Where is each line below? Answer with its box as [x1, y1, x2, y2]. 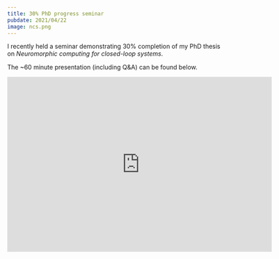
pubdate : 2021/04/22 [7, 17, 67, 24]
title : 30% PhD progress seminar [7, 10, 104, 17]
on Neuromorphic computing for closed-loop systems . [7, 49, 164, 58]
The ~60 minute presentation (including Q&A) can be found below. [7, 63, 198, 72]
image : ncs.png [7, 23, 51, 30]
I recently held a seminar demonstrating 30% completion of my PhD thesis [7, 42, 221, 51]
